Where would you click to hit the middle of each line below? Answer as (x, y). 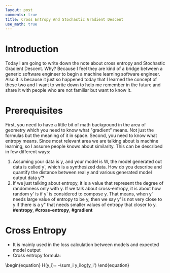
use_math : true (21, 24)
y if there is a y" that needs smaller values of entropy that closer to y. (85, 205)
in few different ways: (28, 152)
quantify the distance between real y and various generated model (82, 173)
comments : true (21, 15)
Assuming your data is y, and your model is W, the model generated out (87, 162)
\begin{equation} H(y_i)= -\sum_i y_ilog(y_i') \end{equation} (67, 265)
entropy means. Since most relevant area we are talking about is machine (82, 141)
